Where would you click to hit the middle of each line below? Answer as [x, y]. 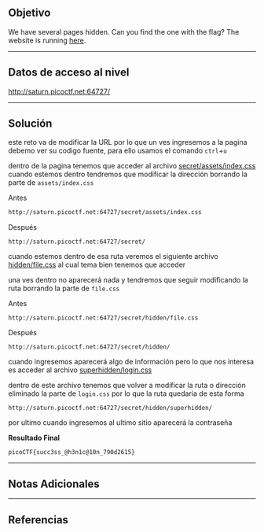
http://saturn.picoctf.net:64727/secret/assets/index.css [105, 212]
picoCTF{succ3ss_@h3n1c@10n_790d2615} [71, 453]
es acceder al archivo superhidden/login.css [80, 370]
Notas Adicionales [54, 484]
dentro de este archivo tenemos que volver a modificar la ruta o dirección [127, 386]
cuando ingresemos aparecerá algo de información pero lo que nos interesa [131, 362]
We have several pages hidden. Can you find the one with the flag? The [124, 31]
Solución [30, 124]
